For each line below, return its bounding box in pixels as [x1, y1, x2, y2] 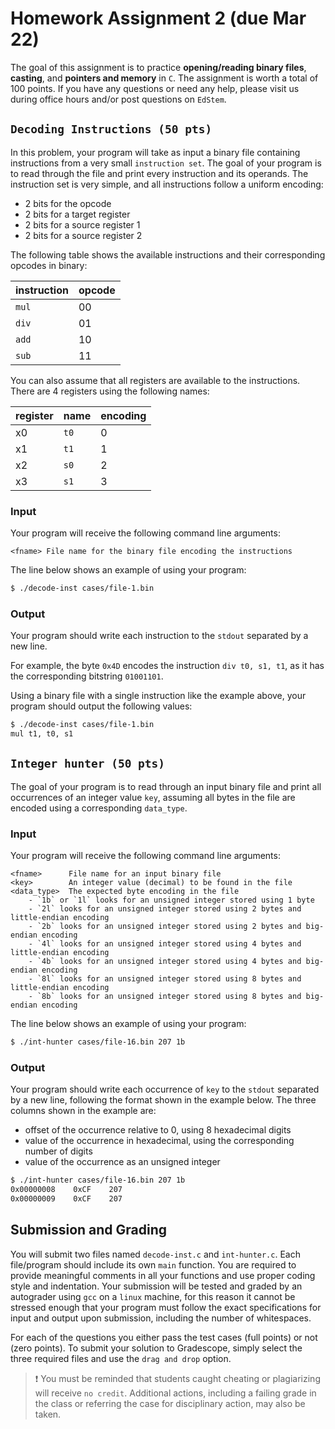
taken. [34, 1408, 62, 1420]
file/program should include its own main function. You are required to [10, 1258, 297, 1271]
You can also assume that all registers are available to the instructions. [10, 374, 301, 386]
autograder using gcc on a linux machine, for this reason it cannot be [10, 1290, 296, 1302]
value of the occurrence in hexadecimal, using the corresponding [24, 1135, 295, 1147]
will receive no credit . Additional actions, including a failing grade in [34, 1387, 317, 1399]
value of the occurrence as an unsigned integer [24, 1156, 221, 1168]
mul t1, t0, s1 [10, 729, 74, 739]
